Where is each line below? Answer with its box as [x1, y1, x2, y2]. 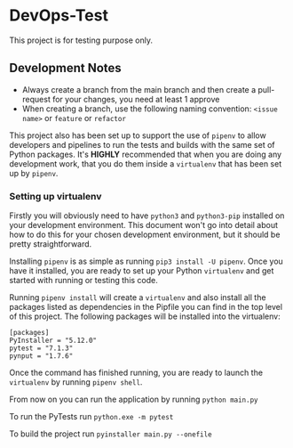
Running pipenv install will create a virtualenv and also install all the [9, 292, 266, 303]
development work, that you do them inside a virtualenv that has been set [9, 158, 282, 169]
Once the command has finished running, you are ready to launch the [9, 367, 264, 379]
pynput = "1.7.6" [9, 352, 74, 361]
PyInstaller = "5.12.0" [9, 336, 98, 346]
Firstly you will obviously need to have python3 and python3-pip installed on [9, 210, 285, 221]
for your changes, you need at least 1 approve [51, 94, 220, 104]
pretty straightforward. [9, 239, 92, 249]
